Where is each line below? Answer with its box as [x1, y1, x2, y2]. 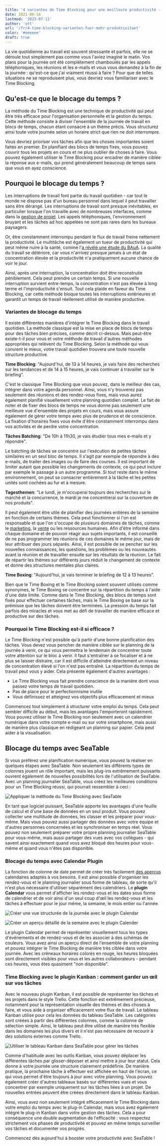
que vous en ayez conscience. [5, 165, 67, 171]
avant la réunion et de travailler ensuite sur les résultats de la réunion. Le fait [5, 552, 161, 558]
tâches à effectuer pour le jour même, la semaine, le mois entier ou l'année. [5, 901, 160, 907]
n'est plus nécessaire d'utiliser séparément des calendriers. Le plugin [5, 885, 148, 891]
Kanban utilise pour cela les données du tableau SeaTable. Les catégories [5, 1012, 156, 1018]
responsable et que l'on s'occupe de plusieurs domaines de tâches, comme [5, 520, 160, 526]
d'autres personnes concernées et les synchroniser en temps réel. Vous [5, 824, 153, 830]
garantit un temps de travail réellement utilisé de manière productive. [5, 296, 146, 302]
